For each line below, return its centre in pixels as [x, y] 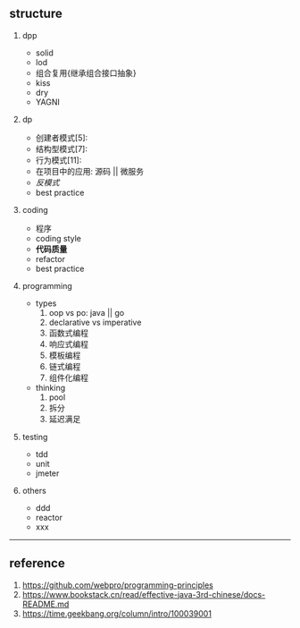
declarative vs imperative [95, 322]
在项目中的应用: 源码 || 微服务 [90, 171]
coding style [58, 238]
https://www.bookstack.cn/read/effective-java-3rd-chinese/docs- [144, 594]
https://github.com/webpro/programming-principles [118, 585]
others [34, 490]
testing [35, 437]
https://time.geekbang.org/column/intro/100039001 [117, 613]
